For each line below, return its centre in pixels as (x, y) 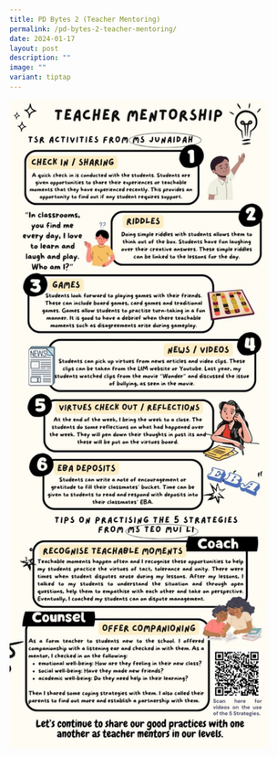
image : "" (28, 68)
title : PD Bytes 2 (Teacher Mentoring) (85, 19)
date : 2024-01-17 (42, 38)
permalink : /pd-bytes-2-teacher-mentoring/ (93, 29)
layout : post (34, 48)
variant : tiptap (40, 78)
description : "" (40, 58)
